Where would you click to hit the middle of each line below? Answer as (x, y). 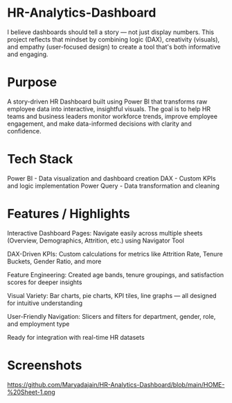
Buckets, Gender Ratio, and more (54, 261)
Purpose (32, 82)
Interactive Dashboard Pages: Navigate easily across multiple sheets (105, 233)
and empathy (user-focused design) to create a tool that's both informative (114, 47)
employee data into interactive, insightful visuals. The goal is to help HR (109, 108)
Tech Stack (40, 159)
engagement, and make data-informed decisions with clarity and (99, 124)
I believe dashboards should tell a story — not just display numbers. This (111, 32)
